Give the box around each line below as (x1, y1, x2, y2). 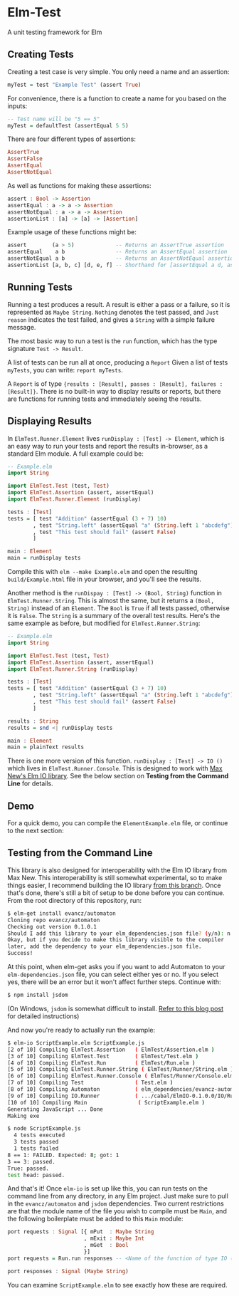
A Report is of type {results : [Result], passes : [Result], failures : (7, 379, 223, 388)
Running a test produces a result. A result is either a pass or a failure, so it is (7, 300, 230, 308)
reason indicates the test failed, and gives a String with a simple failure (7, 315, 216, 324)
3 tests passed (14, 1139, 59, 1146)
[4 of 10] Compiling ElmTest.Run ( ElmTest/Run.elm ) (7, 1059, 196, 1067)
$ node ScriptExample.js (7, 1125, 81, 1132)
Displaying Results (7, 415, 92, 427)
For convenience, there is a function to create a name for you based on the (7, 94, 227, 103)
